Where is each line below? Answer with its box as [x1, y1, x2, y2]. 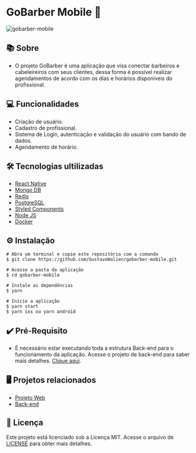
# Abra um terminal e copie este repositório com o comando [6, 251, 159, 257]
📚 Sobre [6, 43, 39, 53]
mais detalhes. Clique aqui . [14, 358, 82, 364]
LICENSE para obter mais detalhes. [6, 440, 92, 447]
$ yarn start [6, 304, 39, 310]
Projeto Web [14, 394, 46, 401]
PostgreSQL [14, 199, 45, 207]
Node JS [14, 212, 37, 219]
